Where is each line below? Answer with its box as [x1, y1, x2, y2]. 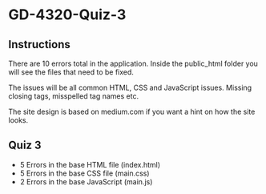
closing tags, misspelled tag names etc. [8, 91, 139, 101]
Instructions [8, 38, 71, 51]
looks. [8, 115, 29, 125]
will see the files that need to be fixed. [8, 67, 135, 77]
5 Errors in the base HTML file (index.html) [19, 160, 161, 169]
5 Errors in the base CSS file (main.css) [19, 168, 150, 178]
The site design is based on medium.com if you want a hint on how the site [8, 107, 256, 116]
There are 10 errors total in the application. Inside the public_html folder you [8, 59, 259, 68]
